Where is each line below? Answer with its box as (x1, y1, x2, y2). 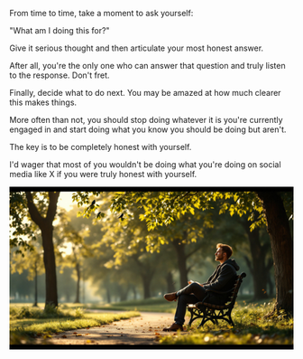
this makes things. (9, 97, 78, 108)
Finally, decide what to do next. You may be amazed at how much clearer (9, 88, 281, 98)
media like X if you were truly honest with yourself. (9, 169, 197, 179)
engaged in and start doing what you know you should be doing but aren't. (9, 124, 287, 135)
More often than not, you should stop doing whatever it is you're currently (9, 115, 283, 125)
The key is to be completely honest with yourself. (9, 142, 192, 152)
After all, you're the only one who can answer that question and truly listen (9, 61, 286, 71)
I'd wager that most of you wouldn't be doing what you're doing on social (9, 159, 281, 170)
